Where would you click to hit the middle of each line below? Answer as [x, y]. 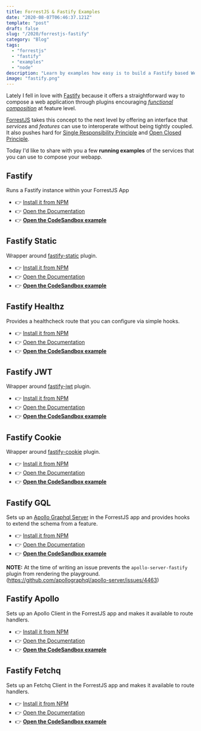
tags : [13, 46]
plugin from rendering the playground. [53, 574]
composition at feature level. [41, 108]
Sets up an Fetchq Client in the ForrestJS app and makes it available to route [100, 685]
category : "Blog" [28, 40]
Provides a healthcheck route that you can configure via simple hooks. [93, 321]
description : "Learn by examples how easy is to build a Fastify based [97, 73]
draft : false [22, 28]
